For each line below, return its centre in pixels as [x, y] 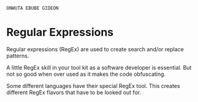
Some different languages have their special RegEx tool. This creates [93, 86]
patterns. [18, 56]
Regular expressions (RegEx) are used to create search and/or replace [95, 49]
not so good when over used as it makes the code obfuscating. [86, 74]
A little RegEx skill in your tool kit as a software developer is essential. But [99, 67]
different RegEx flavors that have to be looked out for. [74, 92]
